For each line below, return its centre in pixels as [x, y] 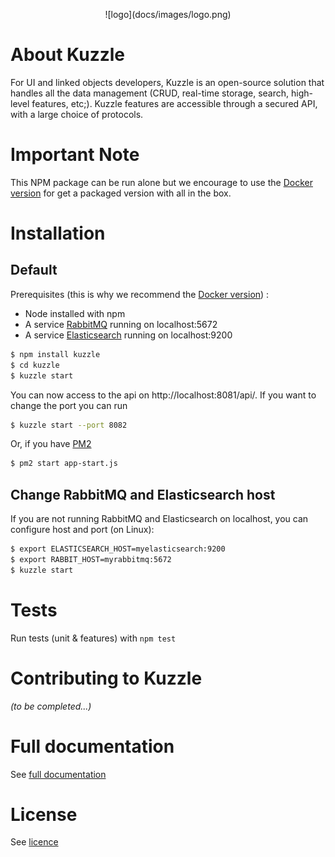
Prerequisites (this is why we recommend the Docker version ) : [140, 294]
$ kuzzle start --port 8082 [69, 425]
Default [34, 270]
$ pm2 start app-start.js [64, 464]
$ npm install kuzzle [55, 354]
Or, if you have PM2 [51, 444]
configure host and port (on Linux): [82, 530]
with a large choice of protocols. [77, 114]
